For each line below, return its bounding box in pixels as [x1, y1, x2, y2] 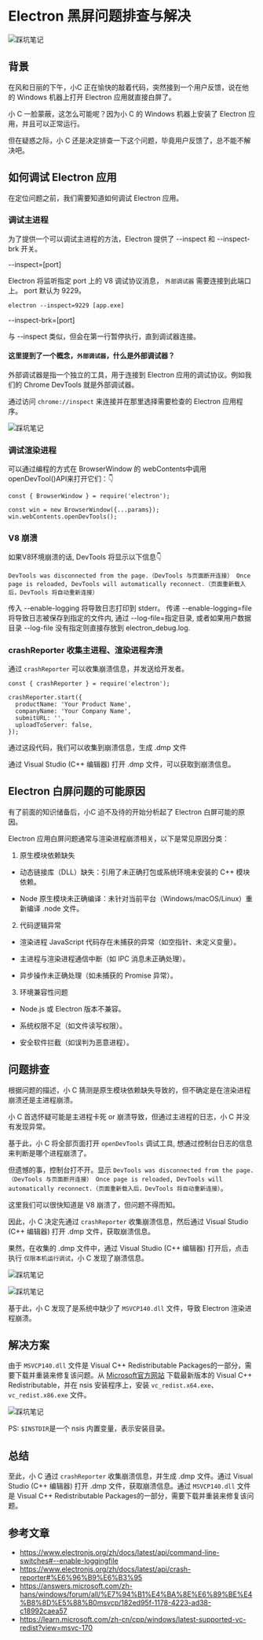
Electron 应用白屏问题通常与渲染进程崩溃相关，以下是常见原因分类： [8, 833, 230, 843]
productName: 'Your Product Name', [15, 700, 132, 708]
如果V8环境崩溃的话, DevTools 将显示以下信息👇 [8, 552, 163, 562]
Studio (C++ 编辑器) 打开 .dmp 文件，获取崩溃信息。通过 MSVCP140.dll [8, 1482, 236, 1491]
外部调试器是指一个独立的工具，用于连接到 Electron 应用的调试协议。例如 [8, 370, 246, 380]
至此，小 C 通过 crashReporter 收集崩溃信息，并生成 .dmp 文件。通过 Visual [8, 1471, 254, 1481]
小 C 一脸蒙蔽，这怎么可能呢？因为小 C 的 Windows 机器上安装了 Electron [8, 109, 247, 118]
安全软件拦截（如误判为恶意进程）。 [19, 1037, 133, 1047]
